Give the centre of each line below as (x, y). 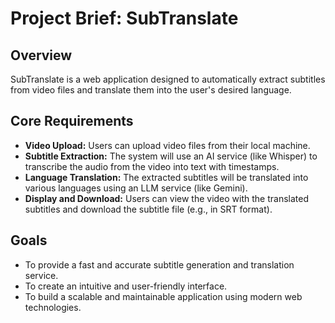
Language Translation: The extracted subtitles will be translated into (166, 177)
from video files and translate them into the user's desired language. (151, 90)
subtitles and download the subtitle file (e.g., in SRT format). (148, 209)
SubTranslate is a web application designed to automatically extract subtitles (168, 79)
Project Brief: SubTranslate (124, 18)
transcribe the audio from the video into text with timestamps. (152, 166)
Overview (41, 55)
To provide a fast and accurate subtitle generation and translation (159, 264)
